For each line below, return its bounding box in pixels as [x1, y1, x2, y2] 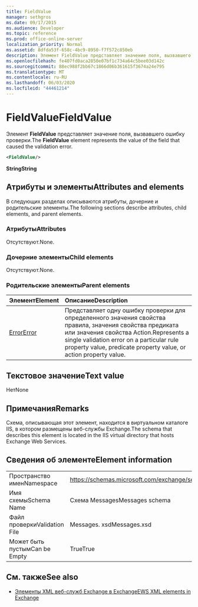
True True [70, 544, 95, 553]
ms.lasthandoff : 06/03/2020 [6, 80, 75, 86]
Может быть [9, 537, 45, 546]
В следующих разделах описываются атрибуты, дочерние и [6, 198, 159, 205]
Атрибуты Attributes [6, 225, 67, 233]
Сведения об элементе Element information [6, 455, 173, 465]
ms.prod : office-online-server [6, 36, 83, 42]
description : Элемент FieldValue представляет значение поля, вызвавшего [6, 53, 192, 58]
